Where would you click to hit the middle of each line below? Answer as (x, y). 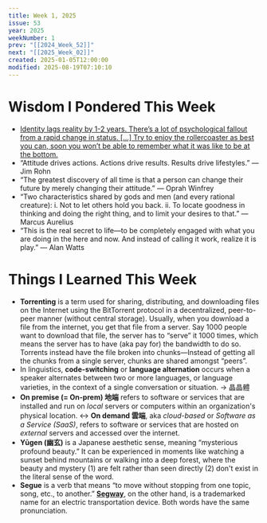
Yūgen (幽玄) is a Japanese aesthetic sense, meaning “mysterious (129, 442)
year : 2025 (26, 30)
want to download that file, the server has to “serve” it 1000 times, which (139, 335)
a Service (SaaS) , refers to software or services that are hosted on (129, 424)
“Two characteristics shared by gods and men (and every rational (127, 197)
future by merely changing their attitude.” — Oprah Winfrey (117, 188)
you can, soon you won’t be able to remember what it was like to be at (135, 146)
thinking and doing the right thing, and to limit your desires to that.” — (134, 213)
